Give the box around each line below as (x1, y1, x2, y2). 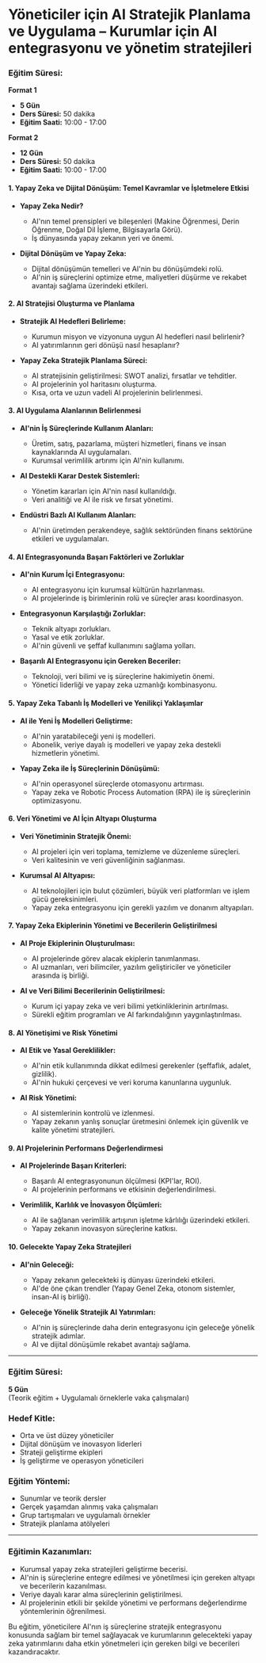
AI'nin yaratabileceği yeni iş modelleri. (31, 731, 156, 741)
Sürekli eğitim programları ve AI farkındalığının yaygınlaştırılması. (31, 1009, 242, 1019)
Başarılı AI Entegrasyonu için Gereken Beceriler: (19, 656, 181, 666)
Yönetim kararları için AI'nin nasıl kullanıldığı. (31, 486, 177, 496)
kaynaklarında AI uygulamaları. (31, 448, 132, 457)
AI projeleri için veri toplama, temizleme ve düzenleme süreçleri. (31, 846, 241, 856)
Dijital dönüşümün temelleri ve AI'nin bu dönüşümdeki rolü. (31, 264, 224, 273)
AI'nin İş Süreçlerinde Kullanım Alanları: (19, 424, 154, 433)
